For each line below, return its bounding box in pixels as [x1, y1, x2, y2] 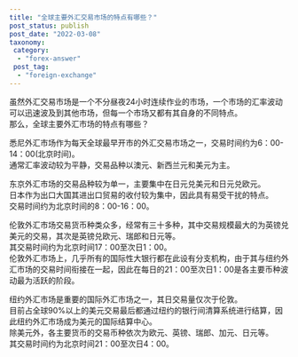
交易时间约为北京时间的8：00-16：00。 [9, 201, 154, 211]
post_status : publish [9, 21, 90, 30]
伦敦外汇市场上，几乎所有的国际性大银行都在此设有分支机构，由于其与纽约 [9, 252, 281, 263]
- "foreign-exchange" [17, 71, 98, 80]
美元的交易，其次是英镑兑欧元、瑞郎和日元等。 [9, 230, 180, 241]
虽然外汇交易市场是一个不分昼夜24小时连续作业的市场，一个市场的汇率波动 [9, 96, 284, 107]
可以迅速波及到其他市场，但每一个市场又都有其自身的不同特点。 [9, 107, 242, 118]
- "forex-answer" [17, 54, 82, 63]
